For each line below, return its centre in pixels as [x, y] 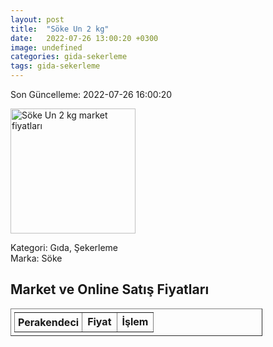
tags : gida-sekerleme [55, 66]
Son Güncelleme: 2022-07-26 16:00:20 [91, 94]
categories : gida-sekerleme [69, 57]
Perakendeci [49, 322]
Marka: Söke [36, 258]
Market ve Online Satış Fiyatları [110, 289]
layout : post [37, 19]
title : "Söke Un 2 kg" [60, 29]
